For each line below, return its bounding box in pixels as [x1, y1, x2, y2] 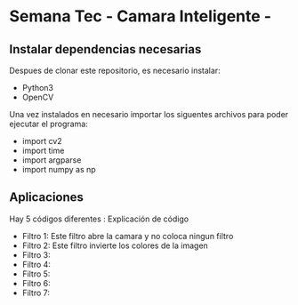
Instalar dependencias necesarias [9, 42, 202, 57]
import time [21, 145, 65, 156]
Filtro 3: [21, 249, 51, 260]
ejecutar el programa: [9, 118, 89, 129]
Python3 [21, 83, 53, 92]
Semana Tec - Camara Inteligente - [9, 6, 272, 27]
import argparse [21, 155, 82, 165]
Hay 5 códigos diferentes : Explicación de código [9, 213, 189, 224]
